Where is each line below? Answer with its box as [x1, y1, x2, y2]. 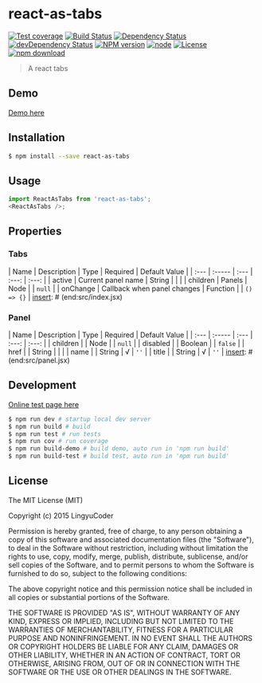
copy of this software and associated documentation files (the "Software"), [8, 535, 255, 544]
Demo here [8, 108, 45, 117]
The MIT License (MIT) [8, 495, 84, 504]
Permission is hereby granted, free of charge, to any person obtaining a [8, 526, 243, 536]
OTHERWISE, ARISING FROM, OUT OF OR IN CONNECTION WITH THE [8, 658, 240, 668]
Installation [8, 131, 65, 144]
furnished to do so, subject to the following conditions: [8, 568, 187, 578]
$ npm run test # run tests [8, 430, 102, 438]
